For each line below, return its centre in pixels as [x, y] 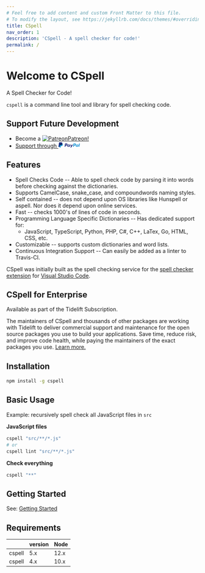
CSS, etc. [36, 238]
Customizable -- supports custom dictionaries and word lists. [92, 244]
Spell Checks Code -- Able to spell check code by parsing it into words [104, 179]
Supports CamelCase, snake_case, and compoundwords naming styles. [105, 193]
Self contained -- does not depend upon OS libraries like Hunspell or [101, 199]
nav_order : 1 [23, 32]
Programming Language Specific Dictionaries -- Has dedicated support [105, 218]
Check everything [30, 463]
